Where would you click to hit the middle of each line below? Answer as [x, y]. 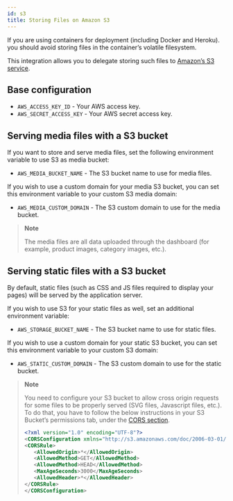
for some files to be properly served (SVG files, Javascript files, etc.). [123, 405]
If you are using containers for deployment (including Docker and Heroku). [113, 40]
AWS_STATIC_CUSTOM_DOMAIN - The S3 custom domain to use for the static [119, 363]
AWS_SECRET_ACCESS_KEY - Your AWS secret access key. [95, 114]
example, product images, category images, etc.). [95, 249]
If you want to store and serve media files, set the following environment [110, 153]
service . [19, 68]
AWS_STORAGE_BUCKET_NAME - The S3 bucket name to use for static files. [116, 329]
